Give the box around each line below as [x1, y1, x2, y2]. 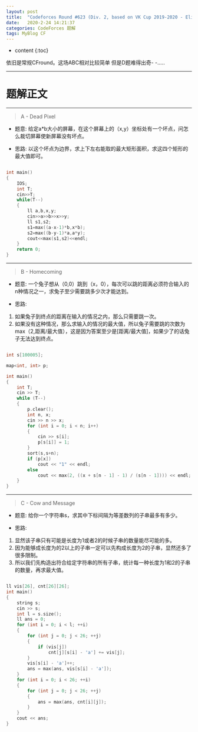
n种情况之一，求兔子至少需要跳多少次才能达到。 [14, 288, 132, 295]
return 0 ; [16, 247, 41, 252]
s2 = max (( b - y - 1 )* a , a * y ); [27, 230, 85, 236]
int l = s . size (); [16, 611, 62, 617]
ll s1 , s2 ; [27, 219, 51, 225]
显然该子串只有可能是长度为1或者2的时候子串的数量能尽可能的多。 [14, 537, 176, 544]
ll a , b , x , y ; [27, 208, 57, 214]
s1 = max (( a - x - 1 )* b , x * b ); [27, 224, 85, 231]
